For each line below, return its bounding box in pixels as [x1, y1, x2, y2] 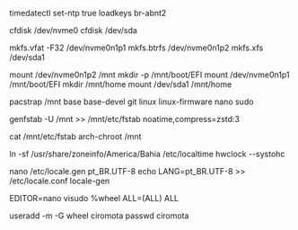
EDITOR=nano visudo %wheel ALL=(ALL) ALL [9, 193, 180, 203]
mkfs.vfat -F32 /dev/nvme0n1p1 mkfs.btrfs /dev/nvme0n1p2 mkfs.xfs [9, 42, 264, 53]
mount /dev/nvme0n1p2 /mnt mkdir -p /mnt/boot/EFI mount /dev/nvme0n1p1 [9, 69, 290, 80]
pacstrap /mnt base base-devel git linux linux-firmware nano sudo [9, 96, 254, 107]
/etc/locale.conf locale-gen [9, 175, 110, 186]
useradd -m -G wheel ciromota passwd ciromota [9, 210, 189, 221]
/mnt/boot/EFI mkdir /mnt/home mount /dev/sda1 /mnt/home [9, 79, 232, 89]
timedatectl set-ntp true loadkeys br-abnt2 [9, 8, 167, 18]
